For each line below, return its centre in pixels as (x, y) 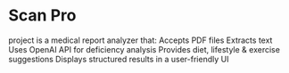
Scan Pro (42, 16)
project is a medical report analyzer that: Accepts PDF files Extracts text (140, 40)
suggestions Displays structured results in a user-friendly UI (119, 59)
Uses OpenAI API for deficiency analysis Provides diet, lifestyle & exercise (144, 49)
